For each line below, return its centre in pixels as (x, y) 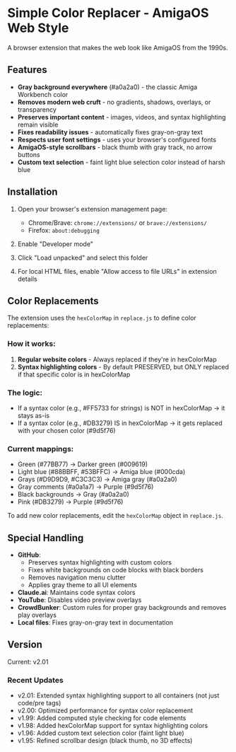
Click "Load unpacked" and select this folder (83, 258)
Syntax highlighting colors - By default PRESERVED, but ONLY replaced (123, 366)
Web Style (38, 28)
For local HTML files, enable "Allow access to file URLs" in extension (117, 271)
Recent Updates (35, 680)
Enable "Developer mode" (55, 244)
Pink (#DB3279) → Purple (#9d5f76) (70, 502)
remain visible (38, 125)
